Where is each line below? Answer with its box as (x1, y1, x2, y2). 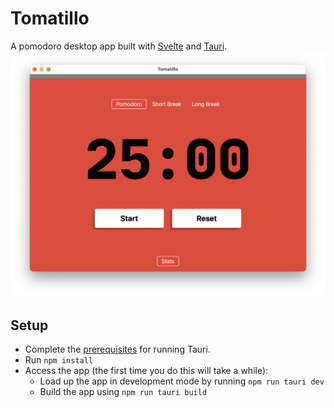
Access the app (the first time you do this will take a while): (24, 365, 269, 376)
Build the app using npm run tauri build (39, 386, 208, 397)
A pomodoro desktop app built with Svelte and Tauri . (10, 40, 228, 52)
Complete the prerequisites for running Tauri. (24, 343, 211, 355)
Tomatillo (10, 7, 90, 30)
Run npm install (24, 354, 94, 366)
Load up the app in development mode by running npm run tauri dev (39, 375, 325, 387)
